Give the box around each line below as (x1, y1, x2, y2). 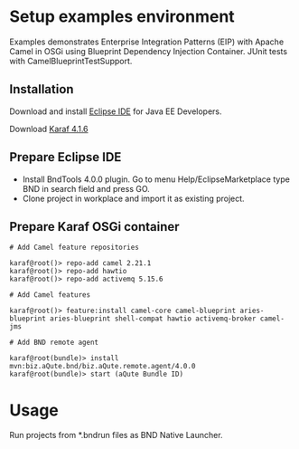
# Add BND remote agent (9, 338, 99, 348)
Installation (9, 81, 74, 97)
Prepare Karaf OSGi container (9, 219, 180, 234)
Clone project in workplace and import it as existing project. (22, 193, 246, 204)
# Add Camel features (9, 291, 91, 300)
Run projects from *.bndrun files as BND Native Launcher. (9, 430, 223, 441)
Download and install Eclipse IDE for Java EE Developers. (9, 106, 223, 117)
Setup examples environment (9, 6, 235, 27)
